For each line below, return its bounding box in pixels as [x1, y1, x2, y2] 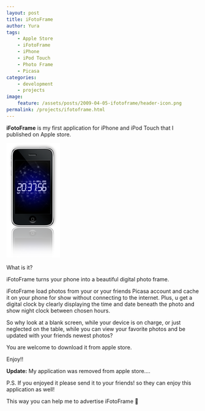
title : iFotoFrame [6, 16, 53, 23]
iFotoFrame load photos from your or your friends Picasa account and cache [6, 287, 199, 295]
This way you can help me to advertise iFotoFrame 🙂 [6, 398, 139, 405]
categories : [6, 74, 37, 81]
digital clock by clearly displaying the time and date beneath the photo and [6, 300, 195, 308]
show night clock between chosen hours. [6, 306, 110, 314]
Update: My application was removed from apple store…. [6, 367, 151, 374]
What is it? [6, 264, 33, 271]
